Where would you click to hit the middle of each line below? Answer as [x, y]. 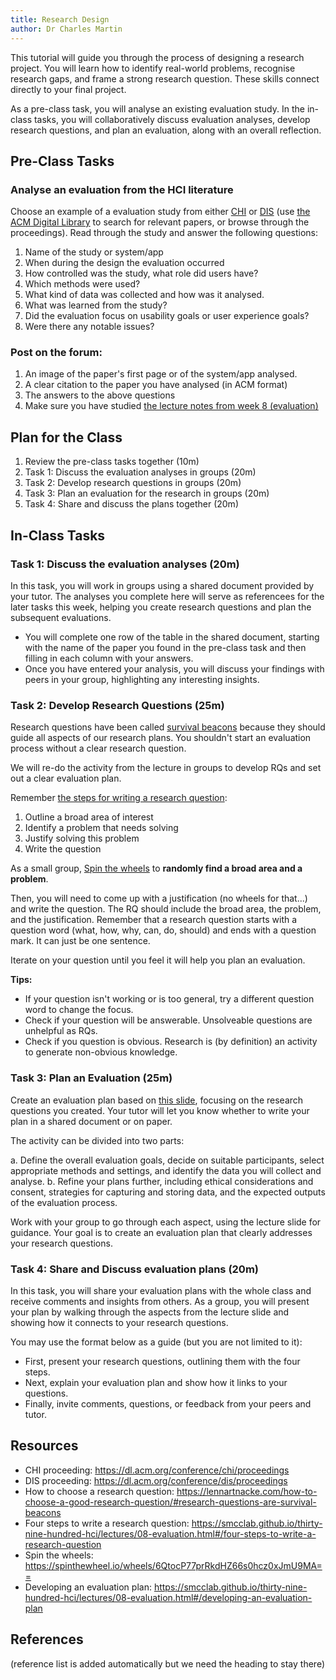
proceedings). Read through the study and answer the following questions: [164, 233]
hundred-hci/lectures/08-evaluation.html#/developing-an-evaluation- [168, 1597]
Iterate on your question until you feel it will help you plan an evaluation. [158, 960]
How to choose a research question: [99, 1491]
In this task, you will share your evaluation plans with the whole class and [161, 1290]
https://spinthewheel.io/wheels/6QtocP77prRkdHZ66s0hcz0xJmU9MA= [173, 1565]
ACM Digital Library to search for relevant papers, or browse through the [160, 222]
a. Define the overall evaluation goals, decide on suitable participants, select [167, 1160]
